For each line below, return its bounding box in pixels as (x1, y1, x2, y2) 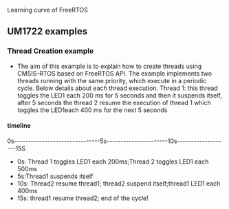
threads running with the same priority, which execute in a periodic (17, 76, 207, 85)
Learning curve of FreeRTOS (7, 6, 88, 14)
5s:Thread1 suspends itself (17, 172, 94, 180)
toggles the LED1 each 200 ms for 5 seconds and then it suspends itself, (17, 91, 222, 99)
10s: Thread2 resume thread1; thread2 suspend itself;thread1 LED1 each (17, 179, 221, 188)
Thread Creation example (7, 46, 94, 56)
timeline (7, 122, 31, 130)
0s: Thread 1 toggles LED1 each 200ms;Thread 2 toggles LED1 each (17, 157, 209, 166)
